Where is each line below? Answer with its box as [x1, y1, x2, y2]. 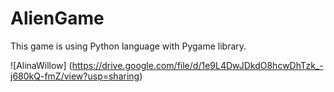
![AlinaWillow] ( [10, 59, 73, 71]
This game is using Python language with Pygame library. [10, 40, 247, 52]
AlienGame [10, 7, 105, 30]
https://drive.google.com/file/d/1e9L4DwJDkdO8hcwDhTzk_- [71, 59, 324, 71]
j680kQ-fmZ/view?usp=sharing [10, 70, 140, 82]
